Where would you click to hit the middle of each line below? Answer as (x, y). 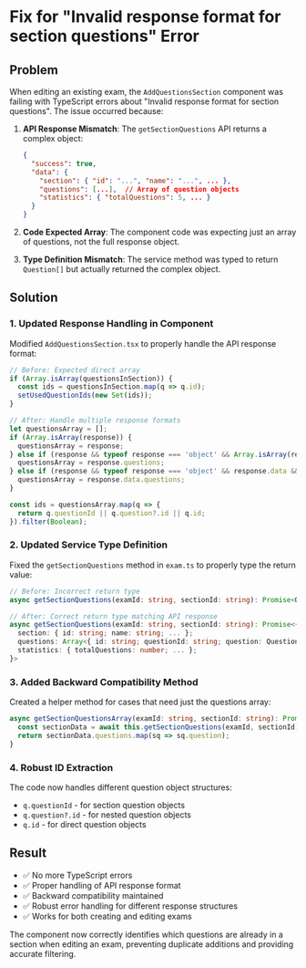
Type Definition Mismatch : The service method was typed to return (150, 259)
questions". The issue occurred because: (87, 111)
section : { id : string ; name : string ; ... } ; (106, 633)
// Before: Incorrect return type (75, 591)
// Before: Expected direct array (75, 370)
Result (28, 854)
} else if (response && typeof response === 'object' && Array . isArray (148, 454)
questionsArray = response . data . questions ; (101, 480)
